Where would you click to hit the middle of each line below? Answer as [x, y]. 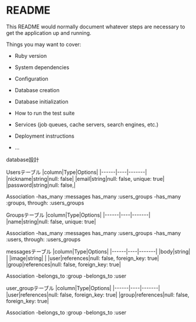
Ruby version [31, 56]
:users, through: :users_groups [43, 239]
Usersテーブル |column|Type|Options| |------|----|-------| [77, 172]
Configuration [31, 79]
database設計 [23, 160]
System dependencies [42, 67]
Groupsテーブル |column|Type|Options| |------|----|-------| [78, 215]
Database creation [37, 90]
